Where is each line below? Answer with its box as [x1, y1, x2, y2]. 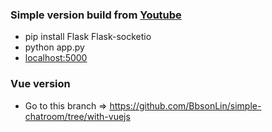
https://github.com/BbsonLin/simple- [109, 99, 262, 112]
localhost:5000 [24, 52, 88, 64]
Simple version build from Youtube [10, 8, 182, 22]
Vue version [10, 77, 71, 91]
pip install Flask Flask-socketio [24, 31, 152, 43]
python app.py [24, 41, 85, 53]
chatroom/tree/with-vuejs [24, 110, 131, 122]
